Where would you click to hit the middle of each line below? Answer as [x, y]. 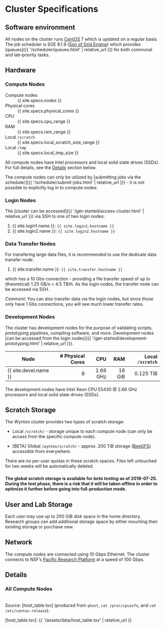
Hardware [20, 70]
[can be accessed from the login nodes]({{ [48, 338]
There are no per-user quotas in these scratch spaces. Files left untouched [81, 461]
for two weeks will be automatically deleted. [50, 466]
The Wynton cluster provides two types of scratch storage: [65, 422]
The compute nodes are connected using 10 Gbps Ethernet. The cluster [77, 554]
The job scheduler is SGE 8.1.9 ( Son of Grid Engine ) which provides [73, 44]
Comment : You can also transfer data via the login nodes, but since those [79, 299]
